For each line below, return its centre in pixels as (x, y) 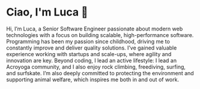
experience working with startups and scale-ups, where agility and (89, 54)
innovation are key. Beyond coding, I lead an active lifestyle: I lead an (92, 60)
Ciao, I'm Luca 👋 (47, 12)
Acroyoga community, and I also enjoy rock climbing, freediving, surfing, (96, 67)
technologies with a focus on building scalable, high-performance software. (100, 35)
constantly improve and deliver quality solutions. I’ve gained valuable (92, 48)
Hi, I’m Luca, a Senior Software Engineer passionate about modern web (95, 29)
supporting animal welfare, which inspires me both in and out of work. (92, 79)
